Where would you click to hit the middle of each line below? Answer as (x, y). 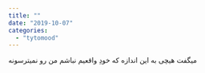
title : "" (25, 15)
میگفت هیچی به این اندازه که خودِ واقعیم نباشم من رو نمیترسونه (103, 60)
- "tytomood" (37, 38)
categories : (28, 30)
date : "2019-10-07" (41, 23)
